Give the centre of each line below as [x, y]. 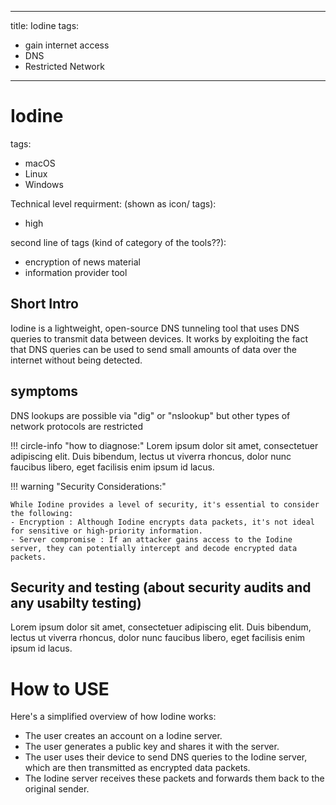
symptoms [44, 391]
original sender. [57, 789]
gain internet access [67, 45]
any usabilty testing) [76, 602]
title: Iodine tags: [45, 25]
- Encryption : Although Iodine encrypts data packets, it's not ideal [162, 522]
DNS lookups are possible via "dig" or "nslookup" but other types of [150, 415]
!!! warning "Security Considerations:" [88, 486]
